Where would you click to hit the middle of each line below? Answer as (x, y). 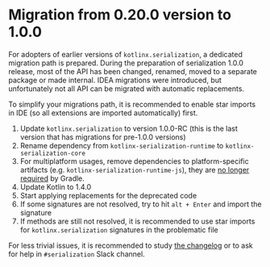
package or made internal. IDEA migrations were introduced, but (115, 80)
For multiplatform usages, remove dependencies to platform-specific (134, 161)
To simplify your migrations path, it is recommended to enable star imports (132, 104)
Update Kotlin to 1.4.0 (56, 186)
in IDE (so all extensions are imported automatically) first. (103, 113)
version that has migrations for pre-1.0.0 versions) (103, 137)
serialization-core (53, 153)
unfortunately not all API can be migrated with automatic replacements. (126, 88)
